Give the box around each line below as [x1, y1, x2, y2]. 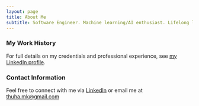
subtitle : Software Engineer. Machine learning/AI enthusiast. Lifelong [6, 19, 190, 25]
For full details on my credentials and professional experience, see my [6, 52, 177, 59]
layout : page [6, 8, 38, 15]
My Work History [6, 39, 56, 47]
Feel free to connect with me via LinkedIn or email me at [6, 87, 143, 94]
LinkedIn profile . [6, 58, 46, 65]
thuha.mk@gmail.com [6, 92, 59, 100]
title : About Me [6, 14, 46, 20]
